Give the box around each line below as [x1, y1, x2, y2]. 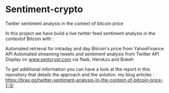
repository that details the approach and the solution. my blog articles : [5, 71, 154, 77]
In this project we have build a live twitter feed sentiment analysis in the [5, 30, 156, 36]
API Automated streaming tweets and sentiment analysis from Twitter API [5, 51, 159, 57]
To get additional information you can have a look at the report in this [5, 66, 151, 72]
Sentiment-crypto [5, 4, 83, 15]
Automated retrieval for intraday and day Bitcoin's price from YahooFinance [5, 45, 164, 51]
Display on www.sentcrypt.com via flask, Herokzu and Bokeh [5, 56, 134, 62]
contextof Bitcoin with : [5, 36, 54, 42]
